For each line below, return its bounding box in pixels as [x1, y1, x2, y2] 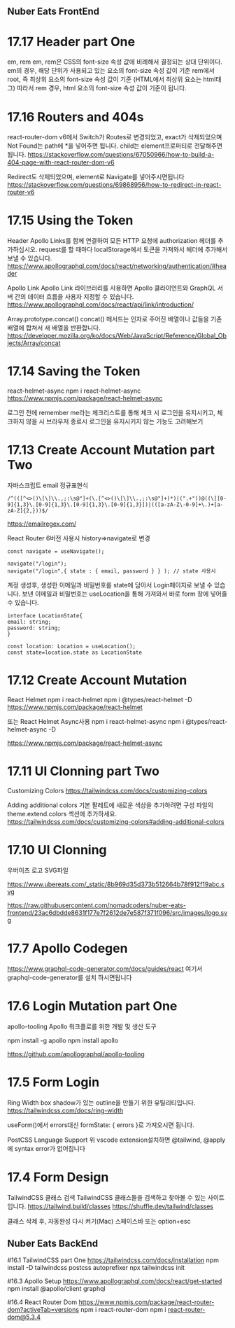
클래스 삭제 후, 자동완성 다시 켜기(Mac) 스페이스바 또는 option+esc [7, 1217, 191, 1225]
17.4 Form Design [7, 1169, 109, 1185]
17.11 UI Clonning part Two [7, 763, 159, 779]
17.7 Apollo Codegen [7, 941, 128, 956]
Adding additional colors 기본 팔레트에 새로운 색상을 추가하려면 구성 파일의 [7, 801, 213, 809]
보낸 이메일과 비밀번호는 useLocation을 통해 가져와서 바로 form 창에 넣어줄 [22, 589, 227, 598]
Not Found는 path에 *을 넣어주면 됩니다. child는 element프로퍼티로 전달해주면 [7, 141, 222, 150]
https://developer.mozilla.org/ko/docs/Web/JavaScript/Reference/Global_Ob [7, 332, 227, 340]
